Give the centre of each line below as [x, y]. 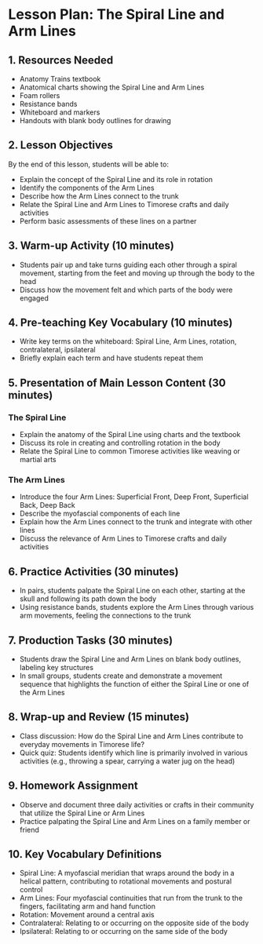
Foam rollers [40, 95]
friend [29, 829]
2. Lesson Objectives [61, 146]
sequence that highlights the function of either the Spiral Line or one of [134, 684]
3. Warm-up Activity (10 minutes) [91, 246]
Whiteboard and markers [60, 112]
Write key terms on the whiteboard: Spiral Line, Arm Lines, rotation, [128, 341]
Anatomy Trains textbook [60, 79]
